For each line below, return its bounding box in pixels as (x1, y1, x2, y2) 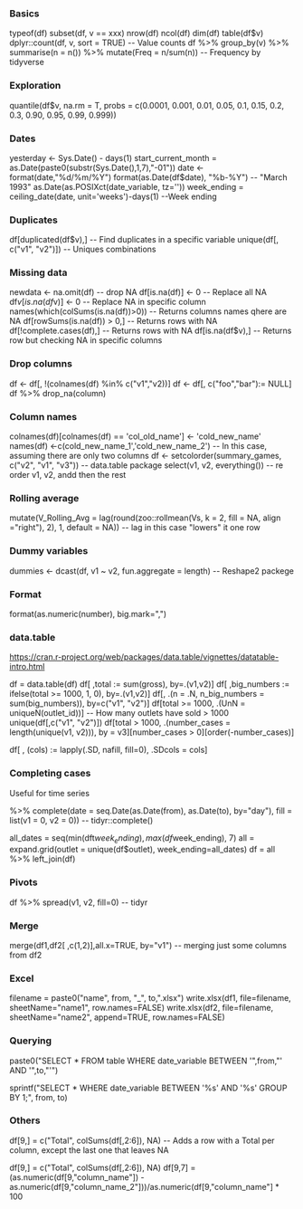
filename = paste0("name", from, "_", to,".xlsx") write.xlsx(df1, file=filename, (9, 993, 291, 1004)
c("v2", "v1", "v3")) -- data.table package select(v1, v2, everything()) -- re (9, 460, 283, 471)
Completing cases (9, 767, 91, 780)
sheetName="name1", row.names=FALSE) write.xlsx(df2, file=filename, (9, 1003, 274, 1014)
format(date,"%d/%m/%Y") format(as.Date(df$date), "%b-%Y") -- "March (9, 171, 288, 183)
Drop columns (9, 357, 72, 370)
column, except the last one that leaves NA (9, 1144, 169, 1156)
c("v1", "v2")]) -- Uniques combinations (9, 243, 156, 255)
